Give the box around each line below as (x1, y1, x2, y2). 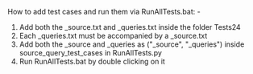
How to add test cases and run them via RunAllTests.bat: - (7, 7, 201, 16)
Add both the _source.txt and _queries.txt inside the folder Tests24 (19, 23, 241, 31)
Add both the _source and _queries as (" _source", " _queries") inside (19, 39, 245, 49)
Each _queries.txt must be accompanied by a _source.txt (19, 31, 208, 40)
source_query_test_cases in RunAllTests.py (19, 48, 163, 57)
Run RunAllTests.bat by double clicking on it (19, 56, 166, 66)
